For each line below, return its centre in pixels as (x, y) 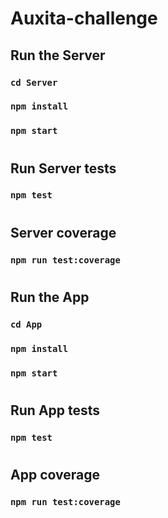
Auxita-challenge (84, 18)
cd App (26, 324)
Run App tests (55, 410)
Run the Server (58, 55)
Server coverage (63, 232)
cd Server (34, 82)
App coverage (55, 474)
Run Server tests (63, 168)
